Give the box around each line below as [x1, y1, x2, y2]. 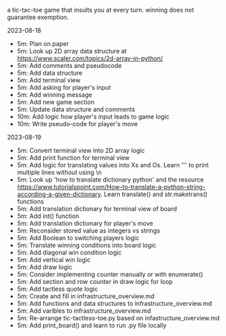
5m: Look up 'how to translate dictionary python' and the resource [16, 176, 204, 184]
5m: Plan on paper [16, 40, 69, 47]
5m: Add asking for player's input [16, 84, 111, 91]
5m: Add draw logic [16, 263, 73, 271]
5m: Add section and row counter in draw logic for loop [16, 278, 173, 285]
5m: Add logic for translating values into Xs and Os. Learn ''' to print [16, 161, 209, 169]
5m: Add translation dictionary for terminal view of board [16, 205, 177, 213]
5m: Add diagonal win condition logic [16, 248, 122, 256]
